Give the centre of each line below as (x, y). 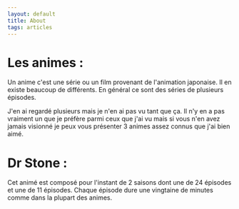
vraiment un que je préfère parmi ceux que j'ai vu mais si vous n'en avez (114, 119)
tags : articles (30, 27)
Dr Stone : (37, 163)
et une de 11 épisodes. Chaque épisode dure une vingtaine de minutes (111, 190)
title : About (27, 21)
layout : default (31, 14)
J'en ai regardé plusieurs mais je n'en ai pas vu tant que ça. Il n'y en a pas (116, 111)
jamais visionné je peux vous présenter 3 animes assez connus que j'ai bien (119, 126)
